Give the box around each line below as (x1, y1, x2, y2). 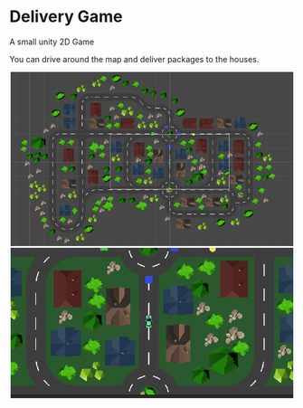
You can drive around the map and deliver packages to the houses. (9, 53, 260, 64)
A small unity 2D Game (9, 36, 95, 47)
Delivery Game (9, 6, 123, 27)
